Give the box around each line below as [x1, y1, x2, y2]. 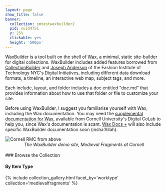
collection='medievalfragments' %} [5, 180, 78, 186]
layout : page [5, 7, 32, 13]
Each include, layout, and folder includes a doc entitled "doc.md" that [5, 85, 148, 91]
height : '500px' [9, 40, 43, 45]
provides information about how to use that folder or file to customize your [5, 90, 158, 96]
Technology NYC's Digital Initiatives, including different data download [5, 70, 150, 76]
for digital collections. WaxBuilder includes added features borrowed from [5, 59, 157, 65]
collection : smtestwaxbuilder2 [9, 21, 75, 27]
